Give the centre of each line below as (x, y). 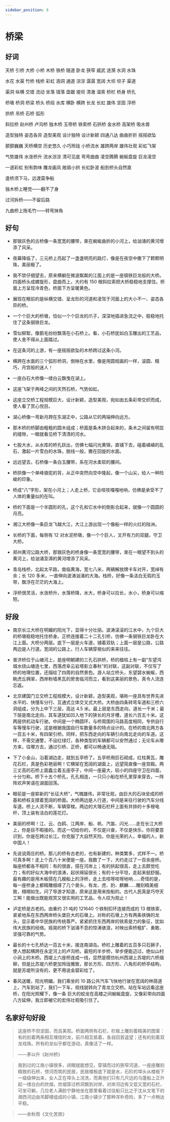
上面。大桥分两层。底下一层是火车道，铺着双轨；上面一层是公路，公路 (90, 643)
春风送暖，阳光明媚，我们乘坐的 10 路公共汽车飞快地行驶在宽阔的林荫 (85, 981)
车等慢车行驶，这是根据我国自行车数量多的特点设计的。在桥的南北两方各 (88, 728)
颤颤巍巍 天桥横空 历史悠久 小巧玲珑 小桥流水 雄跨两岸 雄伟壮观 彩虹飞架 (81, 146)
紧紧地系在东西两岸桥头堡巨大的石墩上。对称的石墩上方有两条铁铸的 (84, 915)
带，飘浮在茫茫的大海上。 (39, 582)
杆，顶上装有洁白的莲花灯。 (42, 813)
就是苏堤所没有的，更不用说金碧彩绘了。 (55, 970)
